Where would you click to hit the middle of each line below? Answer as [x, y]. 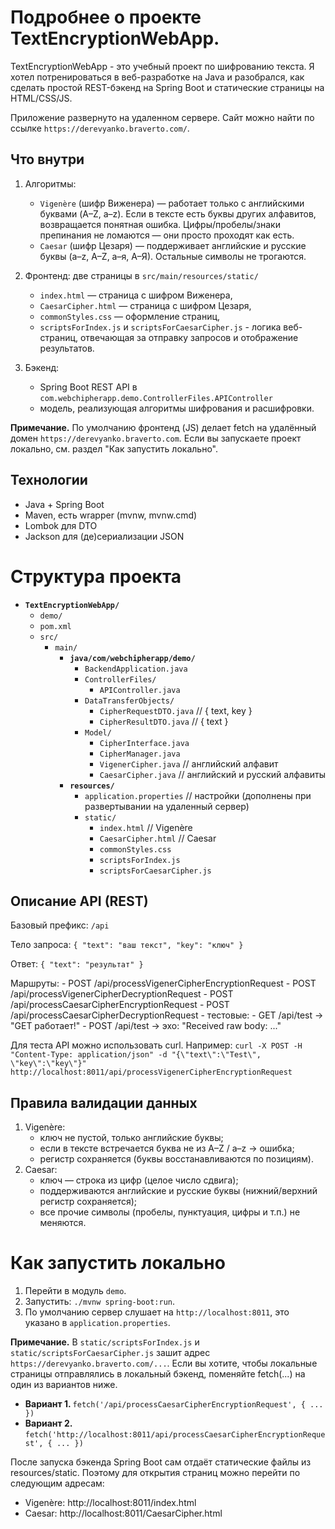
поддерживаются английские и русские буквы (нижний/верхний [178, 1191]
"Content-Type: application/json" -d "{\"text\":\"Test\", [136, 1055]
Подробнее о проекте [106, 17]
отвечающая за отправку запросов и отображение [189, 337]
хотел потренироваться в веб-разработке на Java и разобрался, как [157, 77]
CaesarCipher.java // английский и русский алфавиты [213, 774]
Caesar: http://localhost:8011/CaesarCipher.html [123, 1513]
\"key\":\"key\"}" [48, 1064]
